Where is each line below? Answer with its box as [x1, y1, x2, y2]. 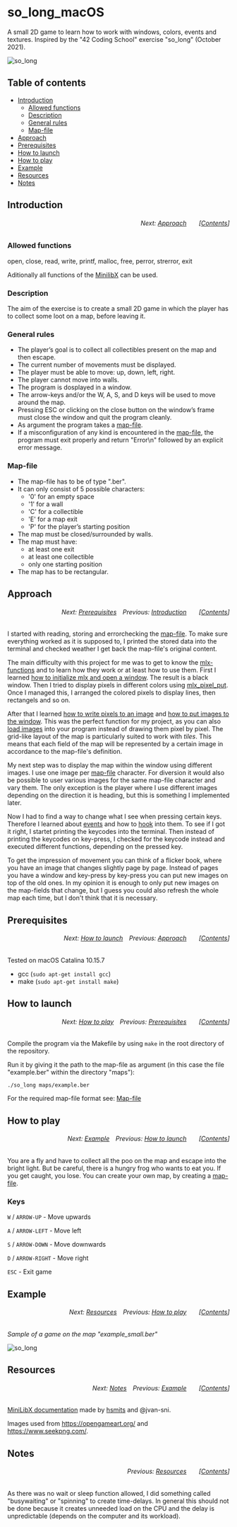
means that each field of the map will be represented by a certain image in [7, 740, 224, 748]
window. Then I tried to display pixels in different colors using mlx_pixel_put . [7, 681, 229, 690]
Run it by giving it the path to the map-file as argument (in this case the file [7, 1060, 224, 1069]
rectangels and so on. [7, 696, 71, 704]
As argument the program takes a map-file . [17, 421, 143, 429]
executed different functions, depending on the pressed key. [7, 842, 183, 851]
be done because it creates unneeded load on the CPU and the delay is [7, 1504, 215, 1513]
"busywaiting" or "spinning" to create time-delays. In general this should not [7, 1497, 229, 1505]
